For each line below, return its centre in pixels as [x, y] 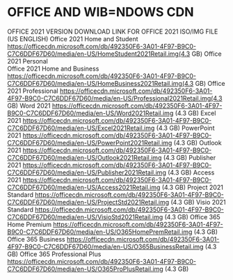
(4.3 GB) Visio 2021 [198, 202]
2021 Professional [33, 91]
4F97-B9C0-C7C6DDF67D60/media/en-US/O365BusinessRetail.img [105, 246]
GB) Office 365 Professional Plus [54, 254]
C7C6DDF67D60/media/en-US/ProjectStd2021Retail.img [88, 202]
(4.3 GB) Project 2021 [193, 187]
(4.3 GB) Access [191, 172]
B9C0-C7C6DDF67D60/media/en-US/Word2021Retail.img [90, 113]
